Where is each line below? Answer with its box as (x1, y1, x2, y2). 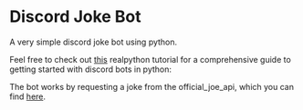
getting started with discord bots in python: (9, 64, 172, 75)
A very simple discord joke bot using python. (9, 36, 178, 47)
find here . (9, 91, 47, 102)
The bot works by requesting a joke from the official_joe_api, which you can (9, 81, 295, 92)
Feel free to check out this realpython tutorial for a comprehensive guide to (9, 54, 292, 65)
